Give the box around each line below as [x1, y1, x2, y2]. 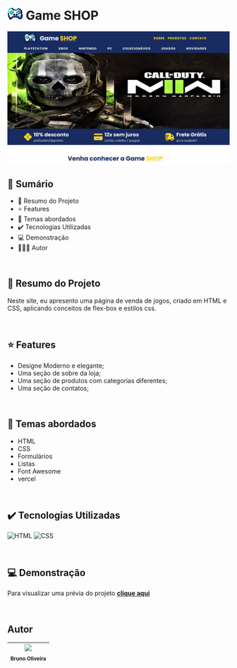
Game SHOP [25, 7, 99, 23]
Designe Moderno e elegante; [17, 361, 104, 370]
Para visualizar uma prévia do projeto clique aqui [7, 589, 150, 597]
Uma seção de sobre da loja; [17, 368, 101, 377]
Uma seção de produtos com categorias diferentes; [17, 376, 168, 385]
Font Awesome [17, 467, 61, 475]
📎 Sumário [7, 177, 54, 190]
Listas [17, 459, 35, 468]
